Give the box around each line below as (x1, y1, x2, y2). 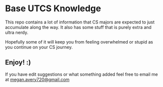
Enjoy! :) (5, 58, 31, 66)
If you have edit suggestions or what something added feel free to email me (5, 71, 158, 77)
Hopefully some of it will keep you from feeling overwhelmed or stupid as (5, 39, 153, 44)
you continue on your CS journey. (5, 44, 73, 50)
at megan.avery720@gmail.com (5, 76, 70, 82)
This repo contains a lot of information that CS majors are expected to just (5, 19, 155, 25)
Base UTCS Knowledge (5, 3, 102, 14)
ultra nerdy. (5, 29, 28, 35)
